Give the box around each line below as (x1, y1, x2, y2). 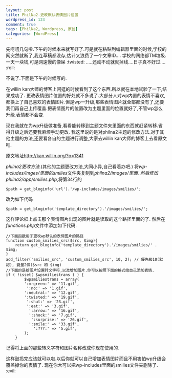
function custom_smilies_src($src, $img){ (6, 238, 98, 243)
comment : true (6, 22, 36, 27)
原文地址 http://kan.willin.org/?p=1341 (6, 153, 84, 159)
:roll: (6, 65, 15, 71)
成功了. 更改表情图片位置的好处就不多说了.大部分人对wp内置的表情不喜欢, (10, 93, 166, 98)
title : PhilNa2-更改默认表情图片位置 (6, 12, 79, 17)
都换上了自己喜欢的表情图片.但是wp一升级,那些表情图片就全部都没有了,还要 (6, 99, 164, 105)
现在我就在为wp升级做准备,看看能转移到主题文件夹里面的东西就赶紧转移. (6, 122, 159, 129)
